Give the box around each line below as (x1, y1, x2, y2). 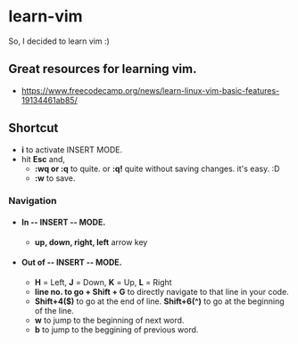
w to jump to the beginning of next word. (34, 315, 185, 325)
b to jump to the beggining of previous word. (34, 324, 199, 335)
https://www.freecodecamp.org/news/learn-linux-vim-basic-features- (21, 85, 280, 95)
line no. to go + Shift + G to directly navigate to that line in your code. (34, 286, 289, 297)
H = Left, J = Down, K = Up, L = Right (34, 276, 172, 287)
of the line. (34, 305, 75, 315)
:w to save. (34, 172, 76, 184)
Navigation (8, 194, 57, 207)
